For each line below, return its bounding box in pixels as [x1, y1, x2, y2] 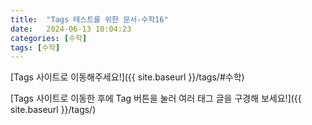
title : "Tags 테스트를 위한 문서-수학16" [10, 14, 169, 25]
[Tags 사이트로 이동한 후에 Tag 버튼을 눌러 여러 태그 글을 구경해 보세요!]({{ [10, 92, 302, 105]
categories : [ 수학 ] [10, 33, 88, 43]
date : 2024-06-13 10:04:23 [10, 24, 132, 34]
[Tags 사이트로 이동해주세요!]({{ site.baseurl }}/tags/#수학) [10, 71, 245, 83]
